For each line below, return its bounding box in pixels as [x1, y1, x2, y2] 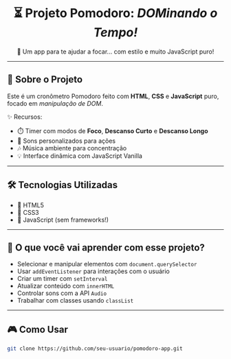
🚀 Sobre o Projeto [7, 73, 83, 86]
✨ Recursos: [7, 113, 43, 121]
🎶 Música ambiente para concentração [16, 143, 127, 152]
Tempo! [93, 25, 138, 40]
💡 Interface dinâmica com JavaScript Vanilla [16, 152, 143, 160]
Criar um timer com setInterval [16, 275, 108, 283]
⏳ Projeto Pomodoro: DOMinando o [13, 5, 218, 21]
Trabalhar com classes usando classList [16, 297, 134, 305]
